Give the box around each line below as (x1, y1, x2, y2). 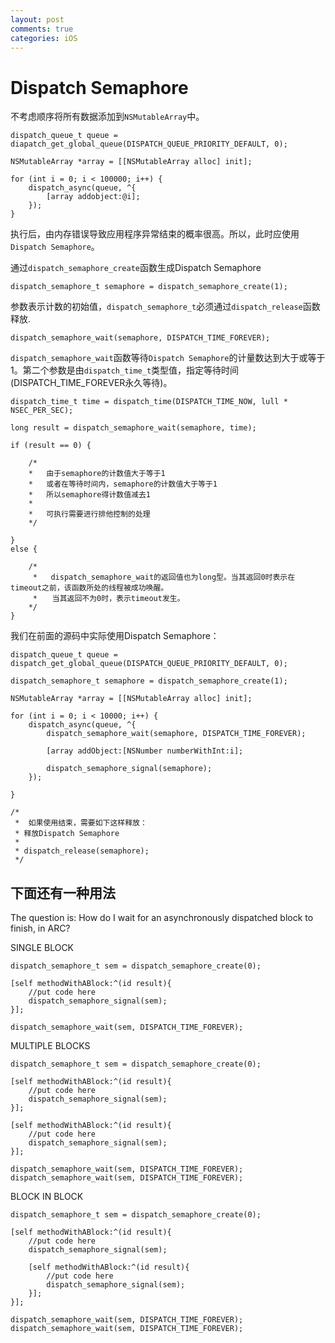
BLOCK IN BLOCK (10, 1191, 84, 1203)
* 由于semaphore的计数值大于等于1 (28, 469, 166, 479)
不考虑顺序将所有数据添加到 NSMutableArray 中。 (10, 111, 205, 123)
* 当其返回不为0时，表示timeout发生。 (32, 594, 185, 604)
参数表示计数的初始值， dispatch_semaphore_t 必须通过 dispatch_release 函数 (10, 301, 321, 313)
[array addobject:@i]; (46, 192, 141, 202)
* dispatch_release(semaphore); (14, 846, 150, 856)
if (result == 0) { (10, 441, 92, 451)
